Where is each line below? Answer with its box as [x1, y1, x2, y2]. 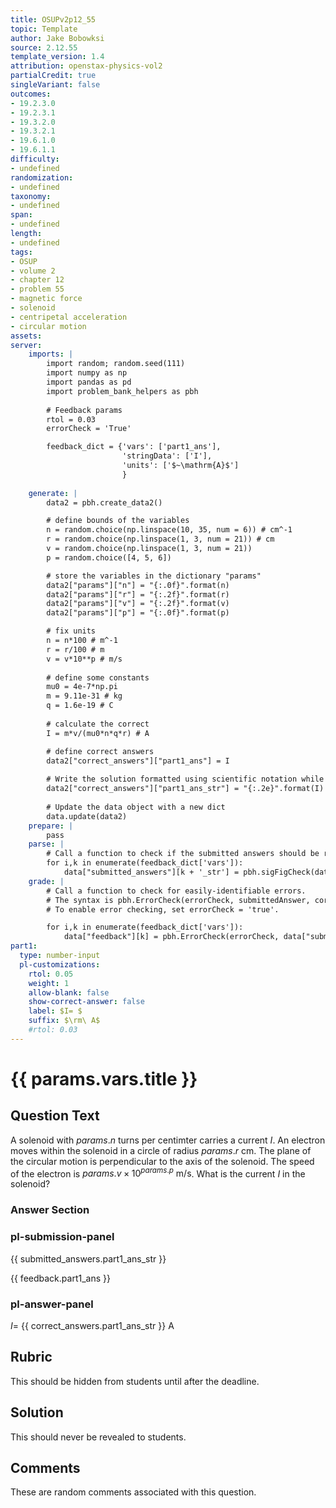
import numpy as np [46, 368, 128, 378]
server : [10, 340, 43, 350]
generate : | [28, 488, 78, 498]
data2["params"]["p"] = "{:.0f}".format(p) [46, 608, 230, 618]
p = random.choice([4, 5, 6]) [46, 552, 172, 563]
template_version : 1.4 [10, 52, 105, 62]
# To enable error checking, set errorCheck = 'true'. [46, 904, 280, 915]
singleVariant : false [10, 80, 101, 90]
